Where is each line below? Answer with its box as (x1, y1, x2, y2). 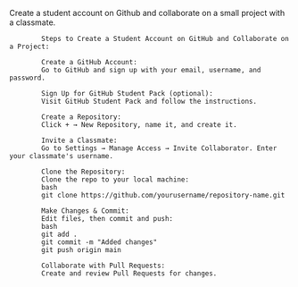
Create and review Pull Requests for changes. (41, 269, 218, 278)
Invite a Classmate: (41, 136, 118, 145)
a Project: (9, 42, 50, 51)
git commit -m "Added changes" (41, 238, 158, 247)
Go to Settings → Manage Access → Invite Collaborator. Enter (41, 144, 277, 153)
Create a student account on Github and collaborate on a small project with (9, 8, 286, 18)
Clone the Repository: (41, 167, 126, 176)
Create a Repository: (41, 113, 122, 122)
